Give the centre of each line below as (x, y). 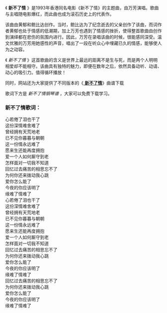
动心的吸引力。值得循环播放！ (36, 72)
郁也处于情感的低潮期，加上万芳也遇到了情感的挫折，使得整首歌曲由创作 (88, 31)
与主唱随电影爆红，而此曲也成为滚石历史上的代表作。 (60, 14)
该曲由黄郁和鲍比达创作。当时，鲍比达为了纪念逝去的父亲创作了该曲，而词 (81, 25)
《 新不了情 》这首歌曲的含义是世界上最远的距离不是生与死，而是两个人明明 (82, 60)
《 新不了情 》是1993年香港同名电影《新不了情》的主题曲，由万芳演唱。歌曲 (82, 8)
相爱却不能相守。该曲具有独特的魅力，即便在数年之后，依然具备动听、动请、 (83, 66)
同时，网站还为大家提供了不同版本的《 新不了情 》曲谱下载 (65, 83)
